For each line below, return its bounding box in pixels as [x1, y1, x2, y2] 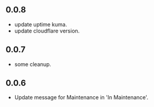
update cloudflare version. [14, 27, 80, 34]
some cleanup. [14, 60, 52, 68]
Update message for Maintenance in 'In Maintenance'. [14, 94, 149, 101]
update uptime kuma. [14, 20, 67, 28]
